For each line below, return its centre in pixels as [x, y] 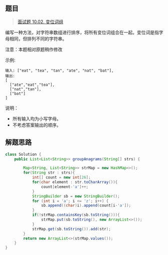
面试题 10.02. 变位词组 [40, 22]
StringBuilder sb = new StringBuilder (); [76, 196]
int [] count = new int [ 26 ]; [61, 177]
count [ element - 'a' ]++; [65, 187]
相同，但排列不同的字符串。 [38, 38]
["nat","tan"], [26, 89]
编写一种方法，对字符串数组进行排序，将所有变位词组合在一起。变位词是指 [82, 32]
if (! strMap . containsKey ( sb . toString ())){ [76, 215]
